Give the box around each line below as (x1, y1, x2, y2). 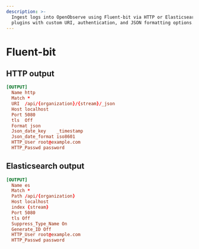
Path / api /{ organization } (11, 193, 76, 199)
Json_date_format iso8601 (11, 134, 76, 140)
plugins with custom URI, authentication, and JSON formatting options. (11, 20, 195, 25)
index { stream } (11, 205, 49, 211)
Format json (11, 122, 41, 129)
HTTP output (6, 69, 54, 79)
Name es (11, 182, 31, 188)
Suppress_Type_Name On (11, 221, 68, 227)
